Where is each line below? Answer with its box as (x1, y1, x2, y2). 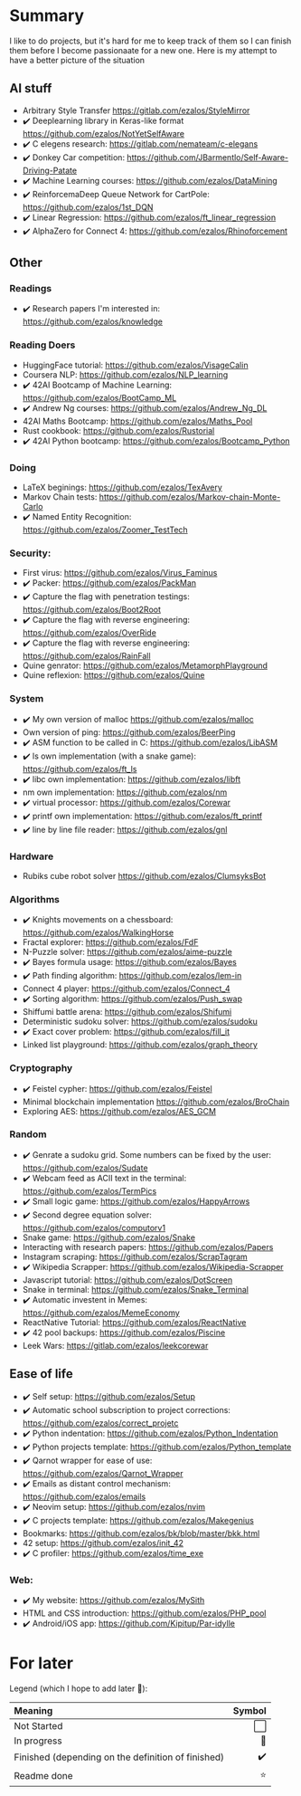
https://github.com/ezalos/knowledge (22, 316, 163, 327)
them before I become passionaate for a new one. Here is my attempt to (9, 44, 277, 55)
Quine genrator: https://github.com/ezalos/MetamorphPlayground (22, 660, 268, 671)
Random (9, 1128, 47, 1141)
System (9, 693, 44, 705)
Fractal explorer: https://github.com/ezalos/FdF (22, 937, 199, 948)
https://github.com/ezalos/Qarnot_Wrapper (22, 1467, 183, 1478)
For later (9, 1653, 74, 1674)
